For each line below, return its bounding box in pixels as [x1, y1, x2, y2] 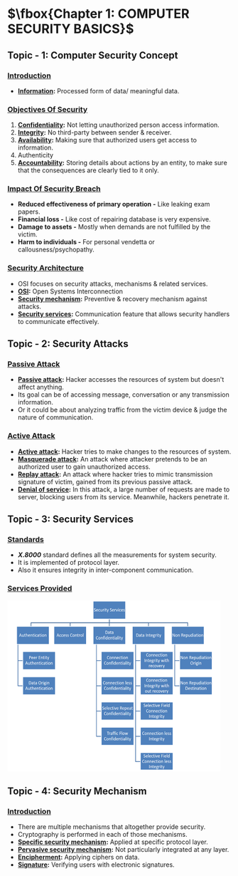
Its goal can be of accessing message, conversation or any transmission [17, 390, 229, 399]
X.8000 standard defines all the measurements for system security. [17, 551, 217, 559]
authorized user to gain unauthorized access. [17, 462, 151, 471]
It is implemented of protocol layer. [17, 558, 119, 567]
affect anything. [17, 383, 64, 392]
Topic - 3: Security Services [7, 513, 134, 526]
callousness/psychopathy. [17, 245, 94, 254]
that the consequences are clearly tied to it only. [17, 166, 160, 174]
